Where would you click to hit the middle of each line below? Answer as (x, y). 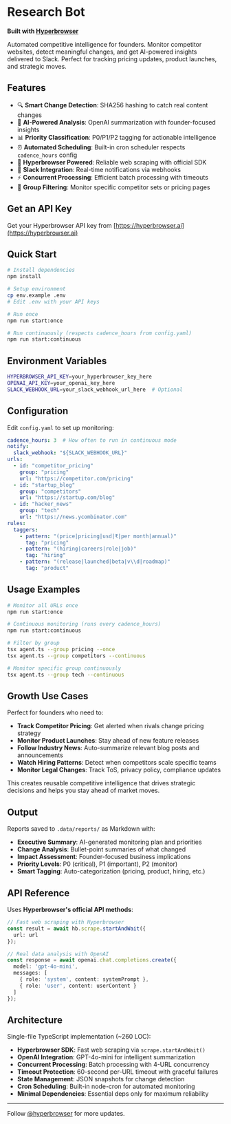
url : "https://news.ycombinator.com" (74, 517)
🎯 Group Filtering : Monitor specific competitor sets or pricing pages (114, 187)
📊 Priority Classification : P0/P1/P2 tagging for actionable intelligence (117, 137)
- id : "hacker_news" (43, 504)
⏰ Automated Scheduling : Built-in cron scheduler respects (101, 147)
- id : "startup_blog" (44, 485)
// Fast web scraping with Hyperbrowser (66, 922)
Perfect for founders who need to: (55, 712)
